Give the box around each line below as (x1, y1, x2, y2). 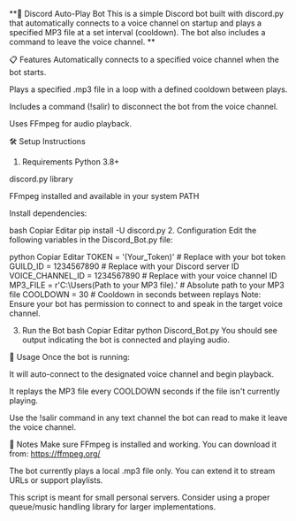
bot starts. (9, 67, 47, 77)
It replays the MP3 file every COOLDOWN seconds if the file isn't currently (9, 386, 280, 396)
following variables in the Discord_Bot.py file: (9, 234, 174, 245)
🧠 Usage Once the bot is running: (9, 352, 131, 362)
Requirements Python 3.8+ (21, 157, 120, 167)
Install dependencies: (9, 208, 87, 218)
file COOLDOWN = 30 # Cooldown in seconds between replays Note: (9, 289, 262, 300)
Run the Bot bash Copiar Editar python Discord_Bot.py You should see (21, 326, 278, 335)
